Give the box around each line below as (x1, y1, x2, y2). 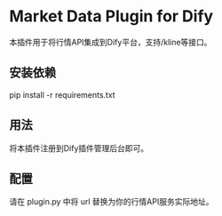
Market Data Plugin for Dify (9, 6, 214, 27)
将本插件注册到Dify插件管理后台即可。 (9, 142, 149, 153)
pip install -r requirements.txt (9, 89, 115, 100)
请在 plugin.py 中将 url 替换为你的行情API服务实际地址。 (9, 196, 214, 207)
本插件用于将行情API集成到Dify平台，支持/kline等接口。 (9, 36, 212, 47)
